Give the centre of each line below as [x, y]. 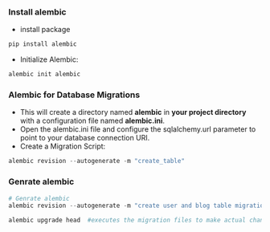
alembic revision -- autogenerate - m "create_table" [96, 161]
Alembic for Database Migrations [74, 95]
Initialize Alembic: [49, 59]
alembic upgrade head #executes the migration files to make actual [127, 220]
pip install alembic [43, 44]
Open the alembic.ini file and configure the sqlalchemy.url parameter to [138, 129]
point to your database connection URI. [85, 138]
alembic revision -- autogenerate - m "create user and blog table [120, 206]
